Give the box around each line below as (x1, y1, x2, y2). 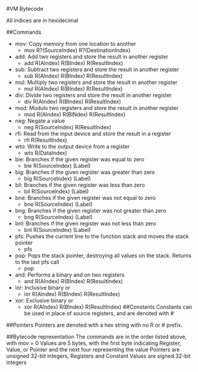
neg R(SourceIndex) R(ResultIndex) (23, 124, 111, 130)
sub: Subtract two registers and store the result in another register (14, 66, 179, 73)
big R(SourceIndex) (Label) (23, 175, 91, 182)
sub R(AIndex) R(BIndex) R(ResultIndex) (23, 72, 123, 79)
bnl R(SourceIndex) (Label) (23, 226, 91, 233)
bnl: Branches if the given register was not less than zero (14, 220, 156, 227)
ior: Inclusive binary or (14, 284, 71, 291)
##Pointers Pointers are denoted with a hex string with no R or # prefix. (6, 321, 182, 329)
